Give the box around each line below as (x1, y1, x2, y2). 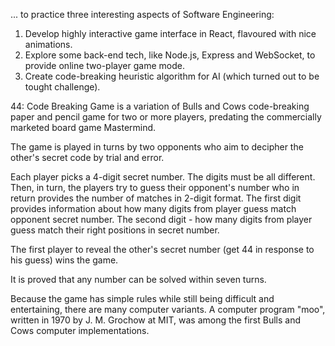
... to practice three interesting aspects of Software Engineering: (10, 9, 275, 20)
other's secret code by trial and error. (10, 152, 165, 163)
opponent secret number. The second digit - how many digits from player (10, 214, 313, 225)
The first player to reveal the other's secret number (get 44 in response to (10, 244, 315, 255)
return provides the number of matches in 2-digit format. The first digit (10, 192, 302, 204)
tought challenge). (24, 81, 101, 93)
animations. (24, 39, 73, 50)
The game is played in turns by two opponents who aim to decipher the (10, 141, 304, 153)
